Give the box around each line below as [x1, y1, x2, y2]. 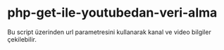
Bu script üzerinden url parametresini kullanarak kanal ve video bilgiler [7, 28, 211, 36]
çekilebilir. [7, 35, 37, 43]
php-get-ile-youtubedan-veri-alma [7, 5, 218, 21]
